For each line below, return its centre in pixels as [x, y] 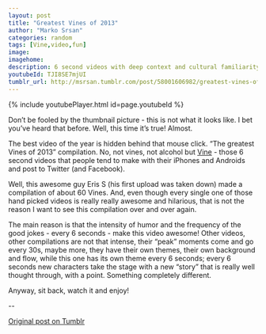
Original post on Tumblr [47, 321]
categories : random [40, 38]
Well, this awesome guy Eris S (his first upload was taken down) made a [125, 184]
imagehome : [26, 60]
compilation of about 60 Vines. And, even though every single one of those [131, 192]
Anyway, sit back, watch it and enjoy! [68, 290]
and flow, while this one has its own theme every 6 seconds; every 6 [120, 258]
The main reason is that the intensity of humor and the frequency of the [125, 224]
